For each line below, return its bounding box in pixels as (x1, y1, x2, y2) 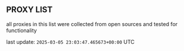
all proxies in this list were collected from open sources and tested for (6, 20, 178, 27)
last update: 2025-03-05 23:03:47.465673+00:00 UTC (6, 38, 135, 45)
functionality (6, 27, 37, 34)
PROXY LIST (6, 5, 53, 15)
